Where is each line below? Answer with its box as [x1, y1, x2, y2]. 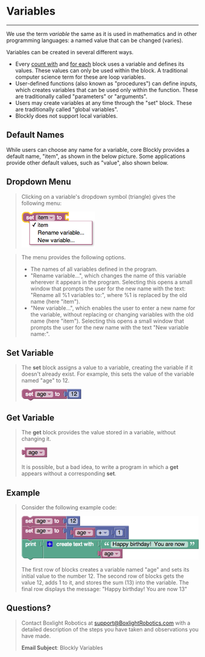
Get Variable [6, 412, 55, 423]
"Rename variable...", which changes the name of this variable [30, 271, 187, 279]
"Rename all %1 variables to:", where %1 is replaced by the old [30, 291, 187, 298]
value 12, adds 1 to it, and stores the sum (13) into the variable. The [21, 578, 189, 586]
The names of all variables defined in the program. [30, 265, 157, 273]
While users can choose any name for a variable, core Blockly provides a [6, 146, 190, 153]
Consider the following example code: [21, 504, 117, 511]
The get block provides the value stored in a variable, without [21, 429, 176, 436]
